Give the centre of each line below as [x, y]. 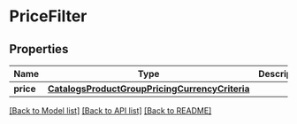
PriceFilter [48, 16]
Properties [39, 49]
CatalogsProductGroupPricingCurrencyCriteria [148, 89]
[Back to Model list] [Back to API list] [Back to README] [110, 111]
